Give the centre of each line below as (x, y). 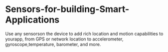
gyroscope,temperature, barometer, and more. (53, 44)
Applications (32, 20)
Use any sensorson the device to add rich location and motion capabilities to (84, 33)
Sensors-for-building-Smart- (67, 9)
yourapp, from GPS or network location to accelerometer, (64, 39)
